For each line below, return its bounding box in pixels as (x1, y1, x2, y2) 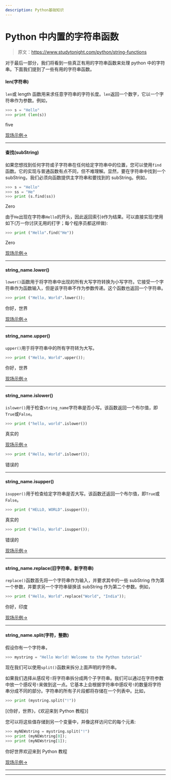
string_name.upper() (5, 332, 50, 339)
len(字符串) (5, 79, 29, 85)
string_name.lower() (5, 267, 50, 273)
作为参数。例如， (14, 97, 50, 103)
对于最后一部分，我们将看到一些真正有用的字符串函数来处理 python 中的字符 (5, 60, 165, 66)
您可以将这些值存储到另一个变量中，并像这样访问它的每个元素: (5, 719, 136, 725)
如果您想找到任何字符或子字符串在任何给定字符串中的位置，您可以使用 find (5, 162, 162, 168)
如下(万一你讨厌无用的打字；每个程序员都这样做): (5, 220, 108, 226)
